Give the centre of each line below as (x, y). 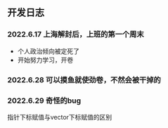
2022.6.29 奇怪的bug (44, 101)
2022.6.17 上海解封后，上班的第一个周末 (76, 34)
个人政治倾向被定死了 (48, 51)
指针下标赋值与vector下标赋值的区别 (60, 117)
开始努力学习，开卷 (45, 60)
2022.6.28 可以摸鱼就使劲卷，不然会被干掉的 (84, 79)
